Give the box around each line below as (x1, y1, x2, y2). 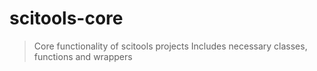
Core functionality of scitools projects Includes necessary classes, (33, 40, 308, 52)
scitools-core (9, 7, 124, 30)
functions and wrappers (33, 50, 133, 62)
